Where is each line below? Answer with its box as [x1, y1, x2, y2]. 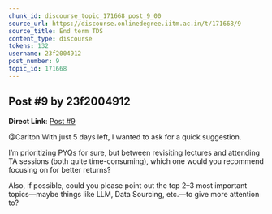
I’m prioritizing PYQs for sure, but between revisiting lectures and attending [8, 148, 261, 157]
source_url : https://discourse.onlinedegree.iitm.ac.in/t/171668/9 [8, 19, 242, 28]
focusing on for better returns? [8, 165, 111, 174]
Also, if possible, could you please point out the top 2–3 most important [8, 180, 248, 190]
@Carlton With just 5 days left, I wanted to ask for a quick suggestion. [8, 131, 242, 142]
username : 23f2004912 [8, 49, 82, 58]
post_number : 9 [8, 58, 60, 66]
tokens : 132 [8, 42, 49, 50]
